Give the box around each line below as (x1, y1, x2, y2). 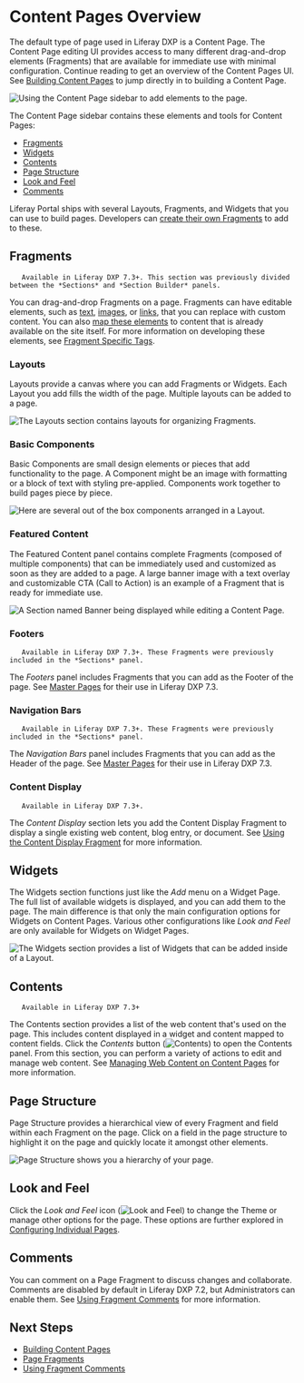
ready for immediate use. (9, 587, 103, 598)
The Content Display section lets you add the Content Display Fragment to (9, 817, 288, 828)
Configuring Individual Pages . (9, 1223, 121, 1235)
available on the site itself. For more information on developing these (9, 325, 266, 337)
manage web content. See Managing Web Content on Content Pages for (9, 1057, 279, 1068)
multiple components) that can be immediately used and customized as (9, 558, 277, 569)
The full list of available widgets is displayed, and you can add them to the (9, 897, 286, 907)
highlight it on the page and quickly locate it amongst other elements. (9, 1136, 269, 1147)
